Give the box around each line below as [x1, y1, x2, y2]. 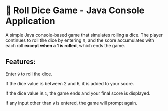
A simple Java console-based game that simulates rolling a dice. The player [5, 32, 163, 38]
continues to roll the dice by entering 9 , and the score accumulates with [5, 37, 154, 43]
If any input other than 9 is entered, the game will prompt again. [5, 100, 138, 106]
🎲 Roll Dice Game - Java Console [5, 5, 145, 16]
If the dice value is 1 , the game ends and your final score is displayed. [5, 90, 151, 96]
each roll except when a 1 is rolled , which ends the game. [5, 42, 125, 48]
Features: [5, 58, 36, 66]
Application [5, 15, 55, 27]
